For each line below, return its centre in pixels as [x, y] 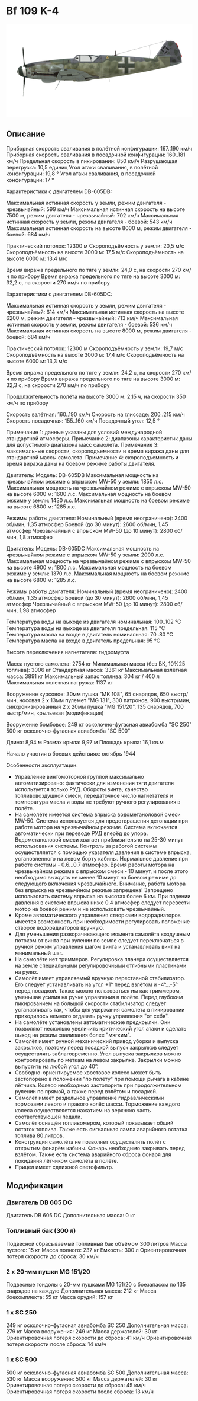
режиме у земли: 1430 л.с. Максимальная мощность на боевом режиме [98, 500]
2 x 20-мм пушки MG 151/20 [48, 1271]
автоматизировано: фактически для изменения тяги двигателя [94, 783]
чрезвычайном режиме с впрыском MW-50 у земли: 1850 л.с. [85, 481]
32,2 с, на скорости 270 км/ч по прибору [58, 282]
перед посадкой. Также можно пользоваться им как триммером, [98, 990]
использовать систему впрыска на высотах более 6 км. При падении [103, 896]
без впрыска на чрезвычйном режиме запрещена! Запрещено [94, 890]
